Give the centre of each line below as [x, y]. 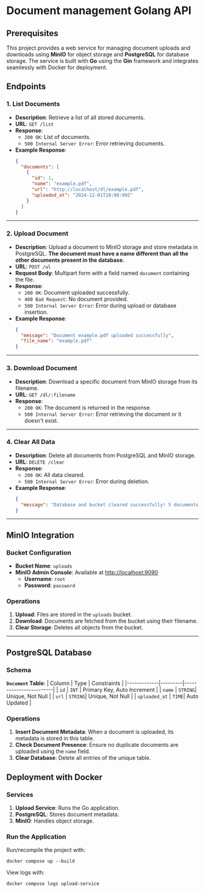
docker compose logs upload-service [53, 884]
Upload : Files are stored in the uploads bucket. [74, 615]
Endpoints [26, 87]
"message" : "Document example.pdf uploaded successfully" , [98, 335]
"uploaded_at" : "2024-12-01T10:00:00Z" [82, 195]
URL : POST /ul [33, 266]
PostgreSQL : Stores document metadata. [67, 815]
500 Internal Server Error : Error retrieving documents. [95, 143]
